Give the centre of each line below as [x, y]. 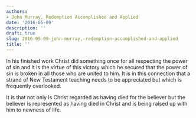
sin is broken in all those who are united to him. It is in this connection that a [98, 73]
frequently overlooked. [34, 86]
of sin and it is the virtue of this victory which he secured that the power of [97, 67]
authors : [17, 11]
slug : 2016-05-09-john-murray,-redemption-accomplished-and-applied [92, 39]
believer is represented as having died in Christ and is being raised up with [97, 103]
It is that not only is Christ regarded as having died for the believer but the [96, 97]
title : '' [18, 45]
